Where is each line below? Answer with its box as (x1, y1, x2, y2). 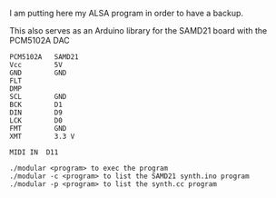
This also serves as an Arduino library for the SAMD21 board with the (9, 25, 268, 35)
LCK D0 (9, 116, 64, 125)
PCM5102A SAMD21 (9, 53, 79, 62)
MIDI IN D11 (9, 148, 59, 157)
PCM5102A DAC (9, 35, 70, 45)
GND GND (9, 68, 67, 77)
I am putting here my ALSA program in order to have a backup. (9, 8, 243, 18)
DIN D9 (9, 108, 64, 117)
